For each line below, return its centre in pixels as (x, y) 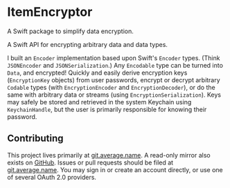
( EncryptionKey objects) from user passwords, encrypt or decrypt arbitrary (114, 79)
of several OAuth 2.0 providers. (52, 177)
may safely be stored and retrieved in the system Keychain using (99, 102)
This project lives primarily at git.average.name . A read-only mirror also (109, 155)
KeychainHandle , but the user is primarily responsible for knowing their (107, 109)
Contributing (35, 139)
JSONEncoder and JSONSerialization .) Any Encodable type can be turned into (115, 65)
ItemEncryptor (50, 12)
